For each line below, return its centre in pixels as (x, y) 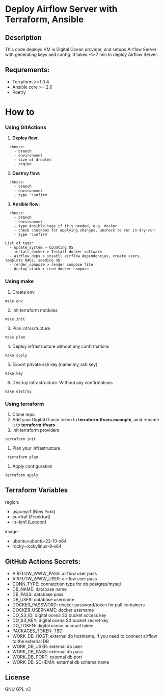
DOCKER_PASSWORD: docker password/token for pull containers (79, 605)
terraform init (21, 439)
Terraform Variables (37, 490)
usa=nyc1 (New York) (34, 512)
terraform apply (22, 475)
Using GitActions (26, 127)
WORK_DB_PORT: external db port (47, 657)
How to (20, 112)
